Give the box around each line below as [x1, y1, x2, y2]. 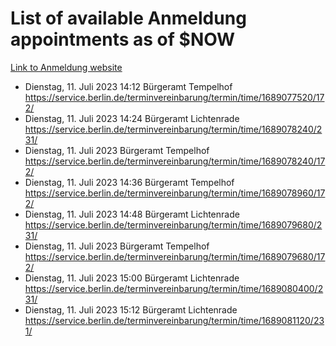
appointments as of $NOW [10, 28, 236, 51]
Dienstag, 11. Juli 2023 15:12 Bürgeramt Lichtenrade [24, 303, 238, 316]
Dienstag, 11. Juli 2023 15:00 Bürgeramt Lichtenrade [24, 272, 240, 284]
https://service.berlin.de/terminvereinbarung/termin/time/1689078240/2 [24, 123, 323, 135]
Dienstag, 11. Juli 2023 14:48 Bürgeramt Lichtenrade [24, 208, 240, 220]
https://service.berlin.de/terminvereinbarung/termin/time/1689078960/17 [24, 187, 326, 199]
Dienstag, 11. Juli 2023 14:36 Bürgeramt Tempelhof [24, 176, 235, 188]
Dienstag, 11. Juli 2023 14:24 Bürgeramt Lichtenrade [24, 112, 240, 124]
